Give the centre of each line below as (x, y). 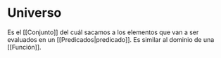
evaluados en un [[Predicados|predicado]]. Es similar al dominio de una (111, 39)
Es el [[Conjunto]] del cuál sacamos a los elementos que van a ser (103, 32)
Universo (34, 13)
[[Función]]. (24, 47)
